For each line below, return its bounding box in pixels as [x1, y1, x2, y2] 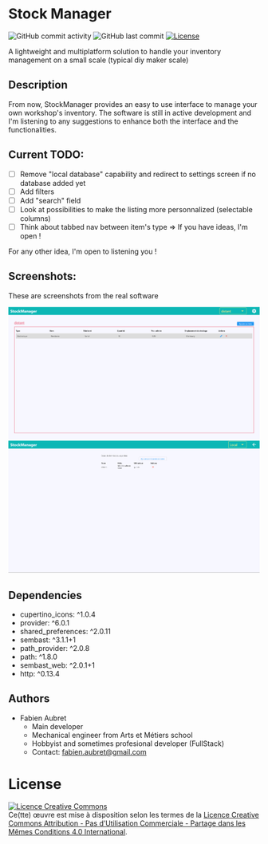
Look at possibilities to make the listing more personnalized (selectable [19, 204, 253, 214]
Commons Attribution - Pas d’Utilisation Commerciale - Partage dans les [8, 818, 246, 828]
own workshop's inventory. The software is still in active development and [8, 108, 252, 117]
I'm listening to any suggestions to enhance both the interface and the [8, 116, 239, 126]
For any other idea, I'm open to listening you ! [8, 246, 157, 256]
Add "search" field [19, 195, 81, 205]
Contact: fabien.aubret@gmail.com [31, 747, 147, 756]
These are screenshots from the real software [8, 290, 159, 300]
